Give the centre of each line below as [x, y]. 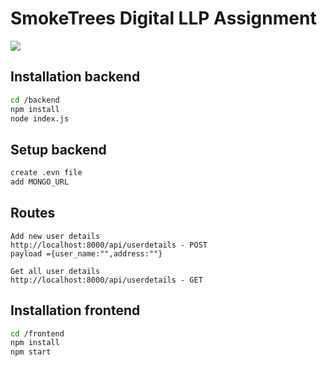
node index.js [40, 118]
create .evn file [46, 173]
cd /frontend [37, 333]
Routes [33, 213]
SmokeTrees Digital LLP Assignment [163, 18]
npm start [31, 352]
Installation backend [75, 77]
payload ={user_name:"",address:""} [86, 253]
